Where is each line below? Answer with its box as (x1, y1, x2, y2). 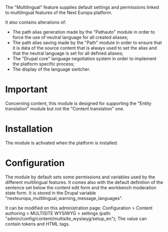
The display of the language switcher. (12, 66, 90, 72)
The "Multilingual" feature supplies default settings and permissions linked (5, 5, 159, 10)
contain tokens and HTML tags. (5, 220, 70, 227)
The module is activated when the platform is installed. (5, 140, 118, 146)
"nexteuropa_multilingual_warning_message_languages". (5, 195, 123, 201)
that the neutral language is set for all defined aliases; (12, 50, 124, 56)
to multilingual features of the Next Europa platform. (5, 10, 113, 16)
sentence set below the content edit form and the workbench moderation (5, 184, 156, 190)
